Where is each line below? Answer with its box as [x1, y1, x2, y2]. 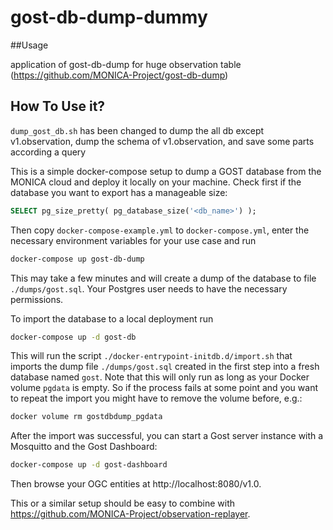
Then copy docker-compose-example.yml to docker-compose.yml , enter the [10, 224, 310, 236]
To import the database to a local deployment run [10, 312, 214, 325]
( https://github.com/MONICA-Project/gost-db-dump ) [10, 69, 229, 81]
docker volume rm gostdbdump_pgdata [10, 412, 163, 422]
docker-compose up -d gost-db [10, 332, 137, 342]
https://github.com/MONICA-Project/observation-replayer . [10, 508, 251, 520]
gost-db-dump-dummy [10, 6, 208, 29]
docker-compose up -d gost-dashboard [10, 460, 168, 470]
